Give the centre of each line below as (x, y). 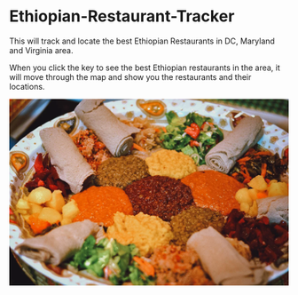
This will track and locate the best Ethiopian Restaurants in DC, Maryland (142, 41)
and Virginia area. (41, 50)
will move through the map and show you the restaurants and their (130, 76)
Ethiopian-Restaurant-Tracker (122, 16)
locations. (27, 86)
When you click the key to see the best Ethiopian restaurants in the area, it (145, 68)
